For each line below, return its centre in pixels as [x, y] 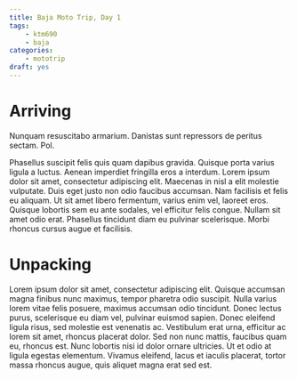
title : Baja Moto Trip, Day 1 [65, 17]
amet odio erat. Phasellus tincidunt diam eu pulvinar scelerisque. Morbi [139, 219]
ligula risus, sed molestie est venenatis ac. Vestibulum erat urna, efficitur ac [148, 327]
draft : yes [29, 68]
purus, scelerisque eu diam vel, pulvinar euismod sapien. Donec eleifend [142, 318]
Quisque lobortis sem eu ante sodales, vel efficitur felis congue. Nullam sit [145, 209]
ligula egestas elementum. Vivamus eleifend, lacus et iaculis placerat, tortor [148, 355]
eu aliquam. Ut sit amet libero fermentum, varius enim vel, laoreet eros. [139, 200]
